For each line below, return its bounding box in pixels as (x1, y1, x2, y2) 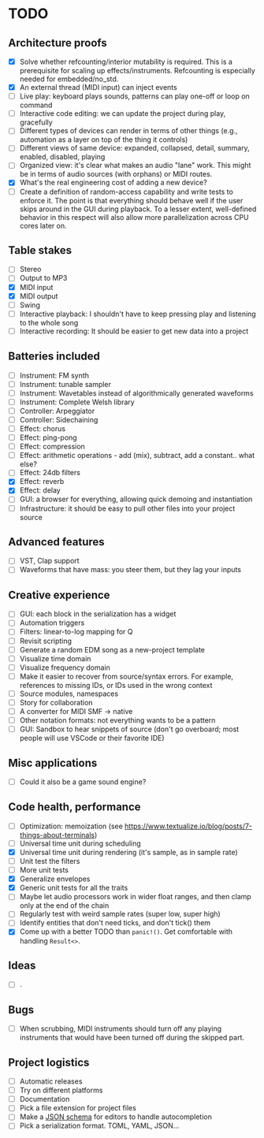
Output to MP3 (19, 273, 68, 283)
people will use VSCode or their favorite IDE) (19, 734, 165, 743)
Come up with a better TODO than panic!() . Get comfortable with (19, 927, 233, 936)
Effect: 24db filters (19, 468, 81, 478)
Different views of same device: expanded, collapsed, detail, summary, (19, 143, 250, 153)
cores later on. (19, 221, 67, 230)
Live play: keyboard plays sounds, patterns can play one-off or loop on (19, 91, 250, 101)
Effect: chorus (19, 424, 65, 433)
